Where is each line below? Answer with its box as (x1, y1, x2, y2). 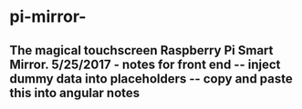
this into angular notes (9, 84, 141, 101)
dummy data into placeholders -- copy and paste (9, 71, 294, 86)
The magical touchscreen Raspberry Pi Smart (9, 43, 274, 58)
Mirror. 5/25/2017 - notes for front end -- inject (9, 56, 281, 72)
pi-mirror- (9, 6, 87, 27)
